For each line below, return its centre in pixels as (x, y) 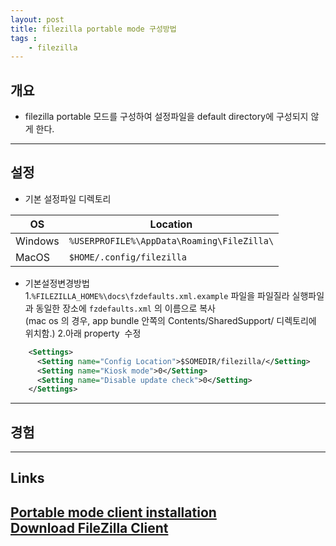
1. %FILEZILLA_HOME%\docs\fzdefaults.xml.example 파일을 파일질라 (157, 295)
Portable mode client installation (113, 512)
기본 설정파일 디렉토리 (68, 198)
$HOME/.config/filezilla (127, 257)
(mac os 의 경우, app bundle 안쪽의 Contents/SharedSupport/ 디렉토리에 (170, 320)
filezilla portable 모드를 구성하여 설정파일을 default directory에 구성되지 (166, 117)
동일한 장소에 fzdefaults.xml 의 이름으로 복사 (125, 308)
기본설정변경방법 (57, 283)
